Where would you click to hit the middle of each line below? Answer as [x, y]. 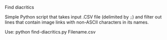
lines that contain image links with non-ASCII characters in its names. [77, 22]
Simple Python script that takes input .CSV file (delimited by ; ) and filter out [83, 17]
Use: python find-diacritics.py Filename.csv [50, 32]
